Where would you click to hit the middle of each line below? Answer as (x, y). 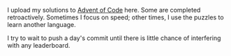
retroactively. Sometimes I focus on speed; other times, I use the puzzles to (116, 17)
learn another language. (42, 25)
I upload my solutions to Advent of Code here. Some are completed (104, 10)
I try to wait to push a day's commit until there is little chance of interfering (114, 38)
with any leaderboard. (39, 45)
